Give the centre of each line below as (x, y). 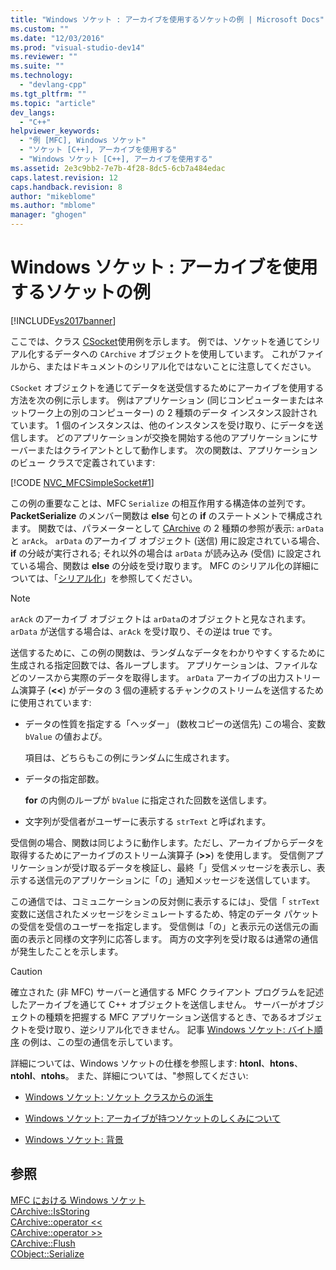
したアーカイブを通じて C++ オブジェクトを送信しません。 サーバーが (154, 1004)
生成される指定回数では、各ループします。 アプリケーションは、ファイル (160, 665)
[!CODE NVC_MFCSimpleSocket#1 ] (82, 482)
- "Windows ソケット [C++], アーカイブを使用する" (116, 159)
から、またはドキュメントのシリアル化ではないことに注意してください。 (167, 366)
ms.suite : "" (37, 66)
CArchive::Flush (43, 1243)
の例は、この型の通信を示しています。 (100, 1042)
